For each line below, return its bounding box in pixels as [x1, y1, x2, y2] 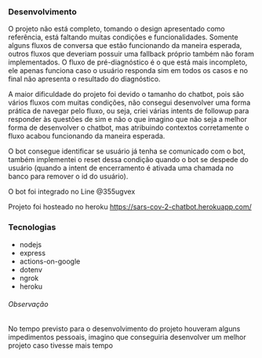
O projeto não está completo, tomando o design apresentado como [8, 24, 225, 34]
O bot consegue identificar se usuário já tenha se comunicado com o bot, [8, 146, 246, 156]
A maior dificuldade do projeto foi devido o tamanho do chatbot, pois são [8, 90, 245, 99]
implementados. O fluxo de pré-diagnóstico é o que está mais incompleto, [8, 57, 248, 67]
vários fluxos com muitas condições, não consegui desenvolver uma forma [8, 98, 251, 108]
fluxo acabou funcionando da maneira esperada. [8, 131, 166, 141]
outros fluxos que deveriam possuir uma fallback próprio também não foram [8, 50, 255, 59]
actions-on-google [19, 257, 81, 266]
